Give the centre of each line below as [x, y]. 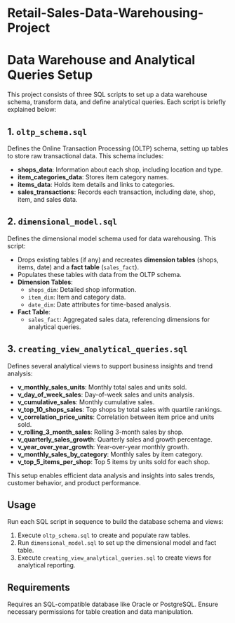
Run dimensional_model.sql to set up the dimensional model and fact [117, 543]
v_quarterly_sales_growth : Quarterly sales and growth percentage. [115, 439]
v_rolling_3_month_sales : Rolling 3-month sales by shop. [100, 432]
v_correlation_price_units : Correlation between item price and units [116, 417]
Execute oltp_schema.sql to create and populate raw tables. [104, 535]
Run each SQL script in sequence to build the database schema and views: [115, 522]
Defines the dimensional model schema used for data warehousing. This [112, 238]
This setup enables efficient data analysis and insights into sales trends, [111, 475]
